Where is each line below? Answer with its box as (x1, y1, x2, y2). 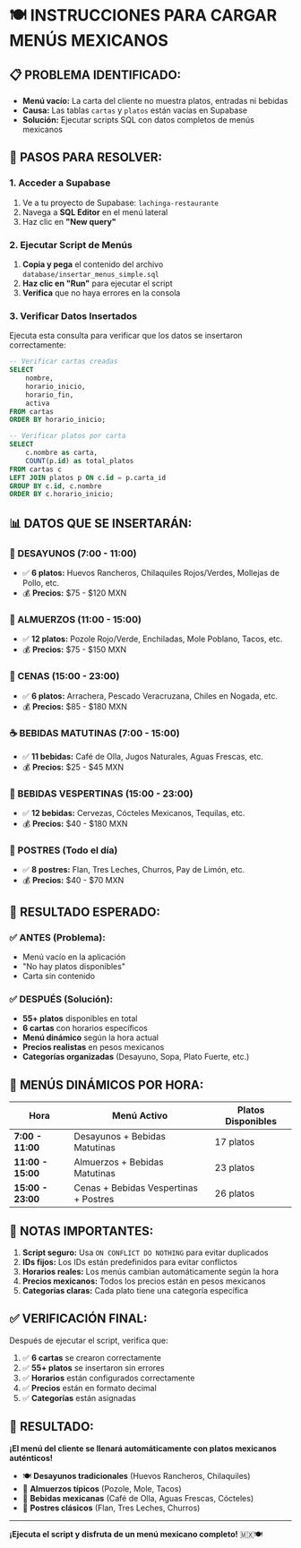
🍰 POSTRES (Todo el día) (9, 844, 118, 856)
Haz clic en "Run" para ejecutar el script (21, 278, 173, 288)
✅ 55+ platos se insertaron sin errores (21, 1362, 165, 1373)
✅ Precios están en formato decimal (21, 1382, 157, 1393)
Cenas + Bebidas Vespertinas (73, 1182, 199, 1194)
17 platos (214, 1136, 255, 1148)
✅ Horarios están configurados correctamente (21, 1372, 195, 1383)
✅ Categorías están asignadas (21, 1392, 136, 1403)
